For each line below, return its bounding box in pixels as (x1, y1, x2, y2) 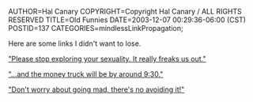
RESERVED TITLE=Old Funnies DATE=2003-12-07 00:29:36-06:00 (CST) (8, 15, 247, 25)
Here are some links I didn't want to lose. (8, 39, 142, 48)
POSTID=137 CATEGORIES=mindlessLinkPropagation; (8, 24, 183, 32)
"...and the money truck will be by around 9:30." (8, 70, 164, 78)
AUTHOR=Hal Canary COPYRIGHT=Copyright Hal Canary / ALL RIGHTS (8, 7, 243, 16)
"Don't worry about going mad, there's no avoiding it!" (8, 85, 185, 94)
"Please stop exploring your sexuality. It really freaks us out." (8, 55, 207, 63)
